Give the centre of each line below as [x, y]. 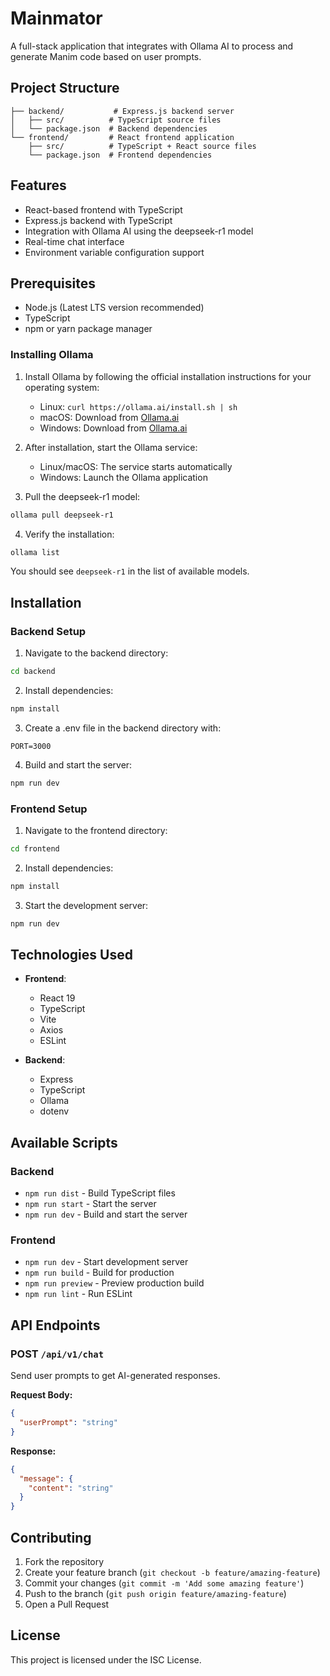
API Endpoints [55, 1325]
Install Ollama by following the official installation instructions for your [168, 376]
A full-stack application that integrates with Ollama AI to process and [152, 46]
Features [38, 185]
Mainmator [56, 18]
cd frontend [35, 849]
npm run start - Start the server [90, 1204]
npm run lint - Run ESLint [78, 1294]
